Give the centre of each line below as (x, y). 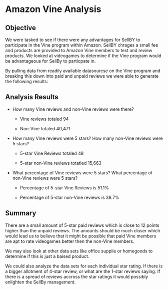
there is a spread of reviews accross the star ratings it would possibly (77, 276)
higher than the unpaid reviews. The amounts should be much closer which (83, 230)
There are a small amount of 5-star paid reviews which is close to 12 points (82, 225)
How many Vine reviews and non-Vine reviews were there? (73, 109)
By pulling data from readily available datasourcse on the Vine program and (83, 71)
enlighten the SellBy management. (40, 282)
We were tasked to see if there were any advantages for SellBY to (73, 40)
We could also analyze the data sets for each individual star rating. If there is (84, 266)
